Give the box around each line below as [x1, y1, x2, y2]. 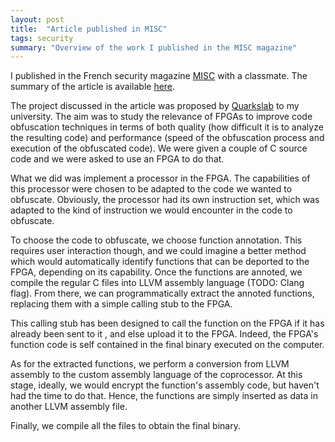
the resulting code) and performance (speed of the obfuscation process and [10, 132, 325, 144]
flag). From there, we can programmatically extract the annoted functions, [10, 287, 315, 300]
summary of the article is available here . [10, 81, 176, 93]
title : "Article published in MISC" [10, 24, 168, 34]
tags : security [10, 33, 74, 43]
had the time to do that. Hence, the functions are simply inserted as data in [10, 390, 318, 402]
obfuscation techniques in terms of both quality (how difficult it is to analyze [10, 121, 324, 133]
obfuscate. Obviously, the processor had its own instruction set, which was [10, 194, 320, 206]
